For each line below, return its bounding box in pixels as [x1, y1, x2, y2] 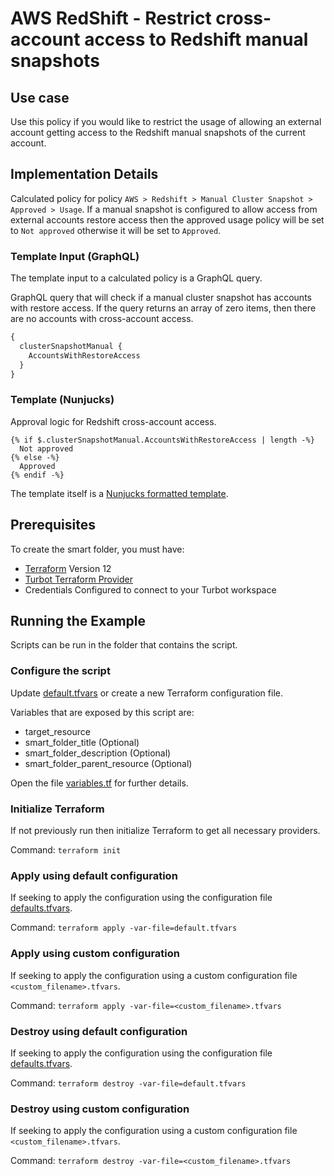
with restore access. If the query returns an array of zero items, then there [10, 302, 317, 314]
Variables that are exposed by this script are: [10, 706, 195, 718]
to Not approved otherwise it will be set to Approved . [10, 224, 222, 236]
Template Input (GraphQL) [10, 249, 140, 263]
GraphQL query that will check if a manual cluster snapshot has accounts [10, 292, 312, 304]
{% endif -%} [10, 470, 65, 480]
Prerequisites [10, 517, 96, 534]
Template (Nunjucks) [10, 393, 115, 407]
